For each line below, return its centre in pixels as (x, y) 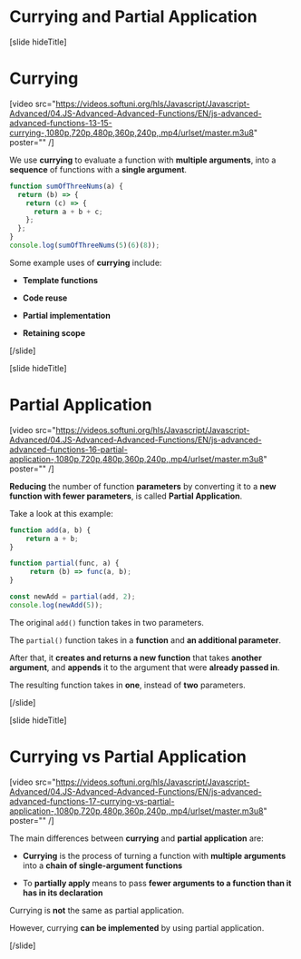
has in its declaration (63, 893)
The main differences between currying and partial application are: (137, 838)
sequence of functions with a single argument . (98, 169)
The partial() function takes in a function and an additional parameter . (146, 640)
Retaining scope (54, 332)
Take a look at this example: (61, 513)
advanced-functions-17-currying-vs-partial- (92, 801)
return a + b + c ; (68, 212)
